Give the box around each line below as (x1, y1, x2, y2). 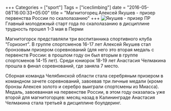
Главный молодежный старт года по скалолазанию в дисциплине (5, 20, 150, 26)
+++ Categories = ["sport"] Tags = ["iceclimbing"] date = (5, 5, 126, 10)
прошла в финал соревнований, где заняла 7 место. (5, 63, 119, 69)
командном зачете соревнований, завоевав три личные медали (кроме (5, 78, 163, 84)
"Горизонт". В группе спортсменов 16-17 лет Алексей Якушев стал (5, 41, 151, 47)
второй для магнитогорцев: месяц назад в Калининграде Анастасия (5, 94, 155, 100)
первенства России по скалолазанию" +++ (5, 15, 100, 21)
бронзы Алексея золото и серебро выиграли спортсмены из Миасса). (5, 84, 160, 90)
